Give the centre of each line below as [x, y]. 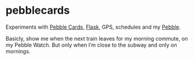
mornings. [18, 51]
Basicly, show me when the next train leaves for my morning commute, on [97, 38]
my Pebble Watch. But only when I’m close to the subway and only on [91, 45]
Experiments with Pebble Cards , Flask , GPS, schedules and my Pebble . [93, 27]
